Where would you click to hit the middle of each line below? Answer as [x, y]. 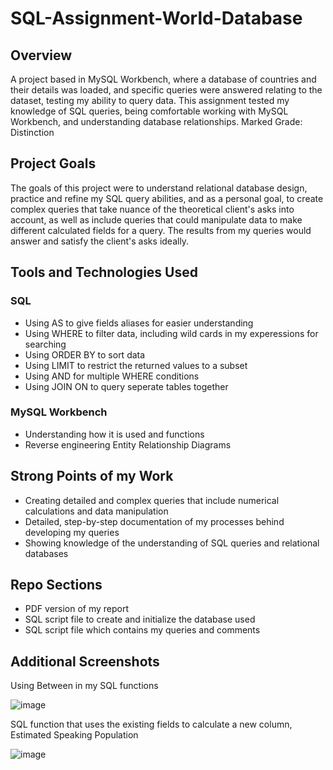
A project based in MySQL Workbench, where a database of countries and [163, 79]
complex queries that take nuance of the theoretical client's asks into [152, 209]
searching [45, 344]
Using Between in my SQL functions [84, 686]
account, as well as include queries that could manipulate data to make [156, 219]
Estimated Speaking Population [74, 735]
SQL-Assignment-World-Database [156, 18]
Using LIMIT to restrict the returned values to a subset [136, 365]
